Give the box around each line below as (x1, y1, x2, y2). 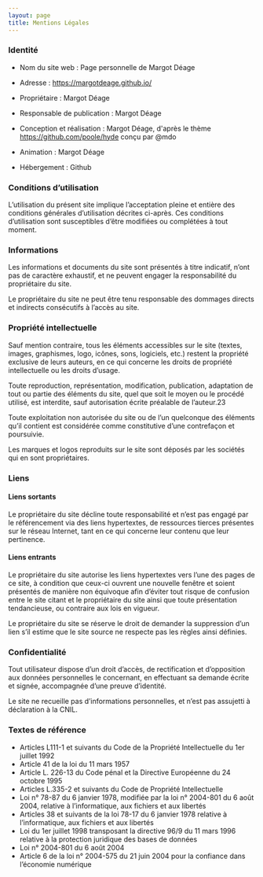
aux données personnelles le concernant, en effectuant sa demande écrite (8, 673, 250, 683)
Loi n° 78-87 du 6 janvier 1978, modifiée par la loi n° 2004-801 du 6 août (19, 792, 254, 802)
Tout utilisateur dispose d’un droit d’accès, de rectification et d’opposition (8, 665, 246, 674)
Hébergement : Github (19, 162, 92, 171)
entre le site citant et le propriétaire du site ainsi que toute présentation (8, 595, 238, 605)
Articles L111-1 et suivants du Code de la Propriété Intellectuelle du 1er (19, 743, 245, 752)
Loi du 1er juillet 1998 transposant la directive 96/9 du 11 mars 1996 (19, 826, 236, 835)
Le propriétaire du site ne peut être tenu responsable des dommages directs (8, 294, 255, 304)
